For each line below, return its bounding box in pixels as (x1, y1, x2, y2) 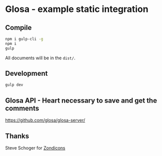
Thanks (5, 132, 29, 140)
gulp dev (5, 82, 23, 88)
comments (5, 104, 39, 113)
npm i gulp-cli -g (5, 36, 43, 41)
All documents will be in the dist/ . (5, 55, 76, 61)
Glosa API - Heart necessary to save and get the (5, 96, 157, 105)
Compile (5, 23, 32, 32)
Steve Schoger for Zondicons (5, 145, 66, 151)
